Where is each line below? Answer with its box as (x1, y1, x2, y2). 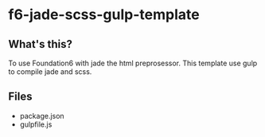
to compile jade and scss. (8, 67, 92, 76)
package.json (19, 111, 65, 120)
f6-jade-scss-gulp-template (8, 6, 201, 24)
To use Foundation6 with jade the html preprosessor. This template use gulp (8, 58, 258, 68)
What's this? (8, 37, 73, 51)
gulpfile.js (19, 119, 53, 129)
